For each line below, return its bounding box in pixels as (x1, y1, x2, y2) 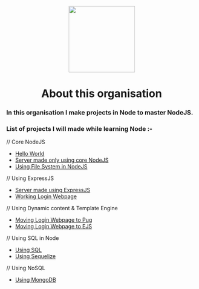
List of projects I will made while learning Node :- (6, 125, 153, 133)
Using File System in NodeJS (15, 163, 88, 170)
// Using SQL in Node (6, 234, 59, 242)
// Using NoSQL (6, 264, 45, 272)
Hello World (15, 150, 45, 158)
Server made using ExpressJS (15, 187, 91, 194)
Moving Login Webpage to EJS (15, 223, 93, 230)
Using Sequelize (15, 253, 56, 260)
